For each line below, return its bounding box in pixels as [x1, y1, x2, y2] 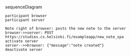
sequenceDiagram [5, 4, 43, 10]
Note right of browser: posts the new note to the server [5, 26, 126, 31]
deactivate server [5, 47, 43, 52]
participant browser [5, 14, 48, 18]
